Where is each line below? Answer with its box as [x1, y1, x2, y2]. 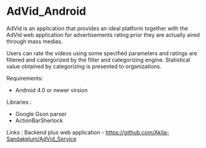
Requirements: [6, 74, 43, 82]
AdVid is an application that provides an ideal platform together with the [6, 25, 189, 32]
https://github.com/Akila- [105, 128, 170, 136]
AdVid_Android [6, 4, 87, 18]
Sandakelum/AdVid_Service [6, 135, 77, 142]
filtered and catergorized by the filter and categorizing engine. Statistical [6, 56, 191, 63]
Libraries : [6, 98, 32, 106]
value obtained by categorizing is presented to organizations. [6, 63, 162, 70]
